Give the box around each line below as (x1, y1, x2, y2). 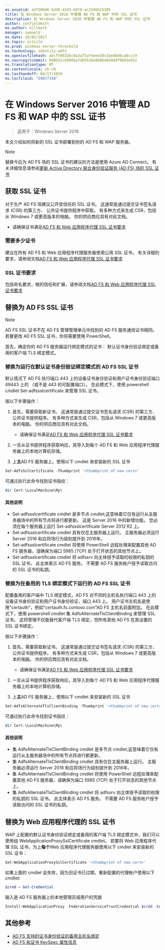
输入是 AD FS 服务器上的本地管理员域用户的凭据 (5, 894, 102, 900)
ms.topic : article (5, 39, 43, 44)
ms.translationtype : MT (5, 62, 54, 67)
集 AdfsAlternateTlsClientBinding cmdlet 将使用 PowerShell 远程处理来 (12, 771, 155, 777)
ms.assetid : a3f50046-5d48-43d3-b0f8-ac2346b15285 (5, 7, 111, 12)
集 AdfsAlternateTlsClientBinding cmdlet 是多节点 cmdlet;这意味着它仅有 (12, 746, 159, 752)
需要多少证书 (5, 237, 36, 244)
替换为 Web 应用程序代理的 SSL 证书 (5, 817, 115, 826)
